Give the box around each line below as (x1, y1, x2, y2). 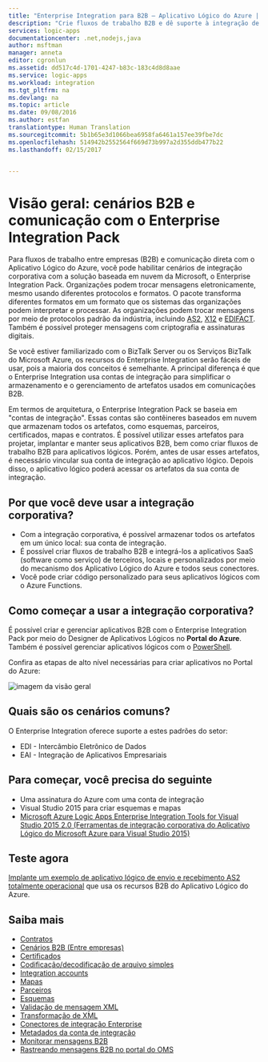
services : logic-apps (8, 26, 81, 34)
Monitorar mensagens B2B (19, 1036, 108, 1046)
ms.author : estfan (8, 116, 70, 124)
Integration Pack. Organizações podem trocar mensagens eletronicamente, (8, 280, 256, 290)
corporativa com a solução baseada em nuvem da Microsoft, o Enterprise (8, 271, 250, 281)
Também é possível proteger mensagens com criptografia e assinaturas (8, 323, 246, 332)
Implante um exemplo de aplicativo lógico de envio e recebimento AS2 (8, 873, 241, 883)
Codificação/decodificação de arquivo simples (19, 960, 174, 969)
